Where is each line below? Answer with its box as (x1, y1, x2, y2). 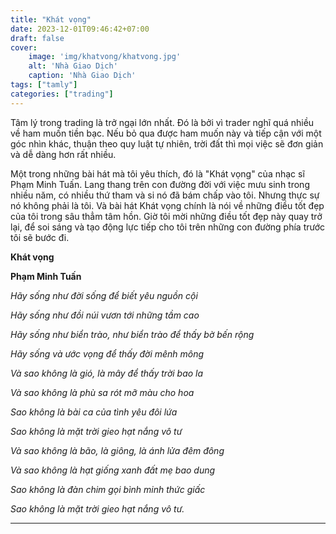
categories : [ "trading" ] (10, 89, 114, 99)
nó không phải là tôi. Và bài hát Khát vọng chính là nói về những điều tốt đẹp (10, 199, 325, 211)
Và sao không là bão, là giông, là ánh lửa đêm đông (10, 444, 225, 456)
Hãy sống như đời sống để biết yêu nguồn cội (10, 289, 198, 301)
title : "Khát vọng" (10, 14, 92, 25)
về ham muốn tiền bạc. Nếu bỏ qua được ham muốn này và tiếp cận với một (10, 127, 322, 139)
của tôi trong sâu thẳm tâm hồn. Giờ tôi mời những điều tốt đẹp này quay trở (10, 210, 323, 222)
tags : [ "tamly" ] (10, 80, 78, 90)
